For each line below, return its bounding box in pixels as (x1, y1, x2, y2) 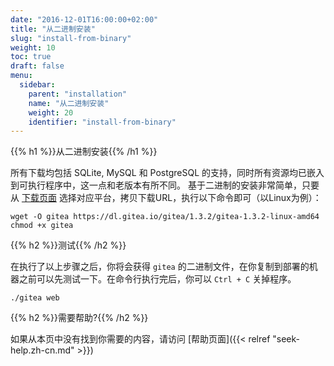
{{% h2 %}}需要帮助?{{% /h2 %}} (10, 312, 149, 324)
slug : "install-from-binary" (10, 33, 132, 43)
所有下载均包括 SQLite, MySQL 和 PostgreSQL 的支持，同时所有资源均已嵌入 (10, 167, 325, 179)
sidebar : (19, 80, 56, 90)
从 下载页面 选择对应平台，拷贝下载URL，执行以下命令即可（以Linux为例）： (10, 192, 322, 204)
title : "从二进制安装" (10, 24, 96, 34)
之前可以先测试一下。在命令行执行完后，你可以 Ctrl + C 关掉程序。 (18, 273, 297, 285)
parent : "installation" (28, 89, 128, 99)
